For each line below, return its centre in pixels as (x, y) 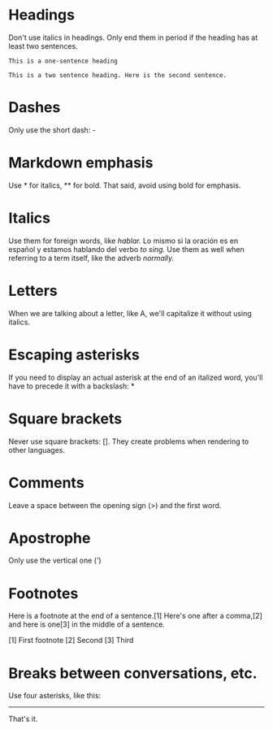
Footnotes (43, 593)
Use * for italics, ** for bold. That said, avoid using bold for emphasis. (125, 185)
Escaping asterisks (74, 354)
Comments (46, 482)
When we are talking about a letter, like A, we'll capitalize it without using (130, 313)
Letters (33, 291)
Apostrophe (50, 538)
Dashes (35, 108)
